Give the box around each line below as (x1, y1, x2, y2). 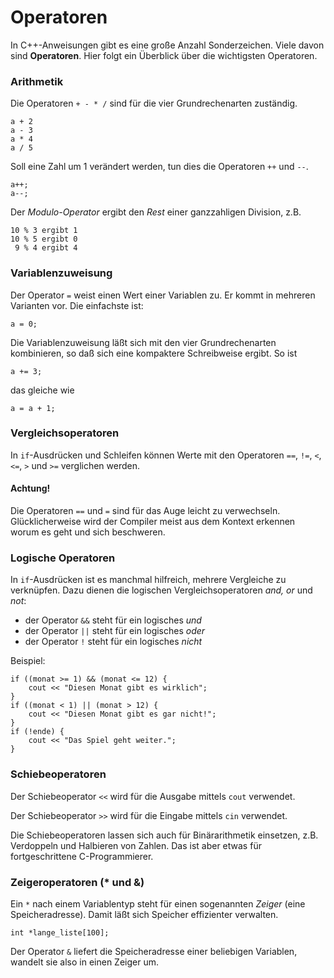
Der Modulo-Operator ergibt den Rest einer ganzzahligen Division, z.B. (10, 206, 302, 218)
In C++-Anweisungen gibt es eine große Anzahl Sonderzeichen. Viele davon (10, 39, 325, 51)
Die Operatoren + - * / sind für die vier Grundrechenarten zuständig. (10, 97, 298, 110)
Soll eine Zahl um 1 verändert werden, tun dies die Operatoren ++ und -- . (10, 161, 309, 173)
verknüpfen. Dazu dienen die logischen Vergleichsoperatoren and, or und (10, 584, 313, 596)
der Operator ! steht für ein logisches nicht (24, 636, 203, 648)
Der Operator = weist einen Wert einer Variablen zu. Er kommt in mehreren (10, 289, 316, 301)
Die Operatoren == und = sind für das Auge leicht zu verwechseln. (10, 505, 281, 517)
